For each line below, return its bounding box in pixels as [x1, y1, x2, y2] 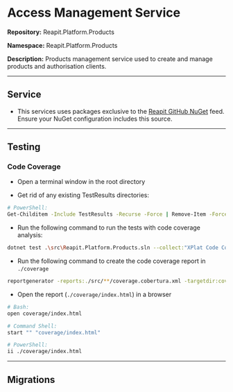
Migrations [7, 373, 55, 386]
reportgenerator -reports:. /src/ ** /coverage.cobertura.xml [7, 278, 182, 285]
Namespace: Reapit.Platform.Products [7, 41, 118, 49]
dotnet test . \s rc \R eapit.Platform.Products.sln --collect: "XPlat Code [7, 244, 218, 251]
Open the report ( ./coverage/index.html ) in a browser [17, 290, 172, 298]
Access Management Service [7, 5, 181, 21]
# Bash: [7, 303, 30, 310]
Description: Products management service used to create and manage [7, 54, 213, 63]
